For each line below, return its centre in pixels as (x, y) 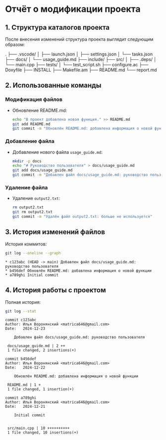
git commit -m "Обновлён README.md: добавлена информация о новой (82, 129)
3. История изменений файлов (55, 232)
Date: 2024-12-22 (25, 368)
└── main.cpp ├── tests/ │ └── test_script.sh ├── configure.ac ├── (77, 65)
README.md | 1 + (24, 385)
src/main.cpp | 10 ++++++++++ (38, 428)
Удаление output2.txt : (36, 198)
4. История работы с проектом (55, 290)
